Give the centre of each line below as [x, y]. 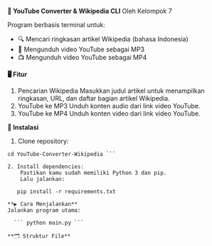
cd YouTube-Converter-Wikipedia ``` [62, 154]
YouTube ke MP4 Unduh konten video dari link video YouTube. [109, 113]
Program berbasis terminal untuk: [56, 25]
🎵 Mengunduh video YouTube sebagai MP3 [81, 49]
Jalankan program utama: [44, 210]
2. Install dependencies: [46, 167]
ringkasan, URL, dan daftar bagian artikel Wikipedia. [94, 98]
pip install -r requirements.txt [66, 192]
